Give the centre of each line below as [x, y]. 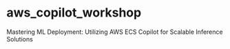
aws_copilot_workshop [74, 13]
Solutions [20, 39]
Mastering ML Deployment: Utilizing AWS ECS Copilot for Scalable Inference [115, 32]
